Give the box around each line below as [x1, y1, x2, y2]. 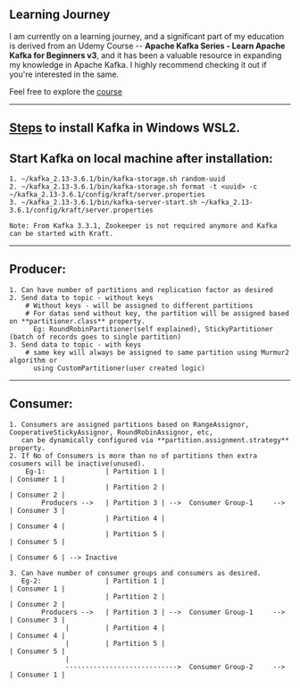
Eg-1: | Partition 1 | [25, 466, 166, 476]
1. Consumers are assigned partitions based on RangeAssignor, [9, 420, 250, 429]
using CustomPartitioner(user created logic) [32, 364, 205, 373]
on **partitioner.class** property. [9, 316, 146, 325]
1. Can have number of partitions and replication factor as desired [9, 285, 274, 294]
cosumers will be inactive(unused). [9, 459, 146, 468]
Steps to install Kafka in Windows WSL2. [9, 121, 241, 136]
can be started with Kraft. [9, 230, 114, 239]
